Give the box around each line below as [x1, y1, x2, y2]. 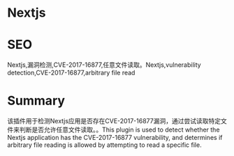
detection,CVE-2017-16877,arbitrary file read [7, 68, 136, 77]
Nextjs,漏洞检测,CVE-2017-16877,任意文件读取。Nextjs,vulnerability [7, 61, 201, 69]
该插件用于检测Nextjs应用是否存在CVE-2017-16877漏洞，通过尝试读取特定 [7, 117, 221, 125]
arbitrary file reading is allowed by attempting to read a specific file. [7, 141, 202, 149]
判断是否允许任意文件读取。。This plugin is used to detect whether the [19, 125, 220, 134]
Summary [7, 93, 65, 109]
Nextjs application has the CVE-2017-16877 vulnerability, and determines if [7, 134, 223, 142]
